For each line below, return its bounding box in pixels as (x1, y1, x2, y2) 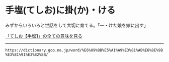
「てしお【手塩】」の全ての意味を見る (5, 33, 82, 39)
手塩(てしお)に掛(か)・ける (5, 5, 116, 16)
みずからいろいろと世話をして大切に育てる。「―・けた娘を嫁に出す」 (5, 22, 148, 28)
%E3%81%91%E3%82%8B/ (5, 52, 49, 57)
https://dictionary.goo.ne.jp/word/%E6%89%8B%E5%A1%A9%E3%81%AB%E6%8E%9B (5, 47, 163, 53)
